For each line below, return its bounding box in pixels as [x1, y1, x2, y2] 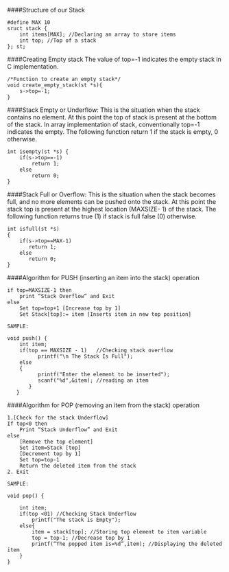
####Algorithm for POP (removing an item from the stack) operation [7, 401, 200, 409]
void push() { [7, 335, 48, 342]
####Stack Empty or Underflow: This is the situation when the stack [7, 106, 200, 114]
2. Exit [7, 468, 29, 475]
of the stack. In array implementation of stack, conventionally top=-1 [7, 120, 200, 128]
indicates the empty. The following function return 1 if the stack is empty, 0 [7, 128, 219, 136]
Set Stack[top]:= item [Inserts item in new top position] [19, 311, 192, 318]
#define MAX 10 [7, 19, 51, 26]
